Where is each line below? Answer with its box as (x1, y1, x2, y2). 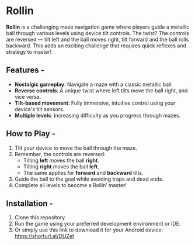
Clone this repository (14, 214, 65, 221)
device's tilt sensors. (14, 105, 65, 112)
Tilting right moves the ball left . (23, 163, 99, 170)
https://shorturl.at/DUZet (14, 233, 75, 240)
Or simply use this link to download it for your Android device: (14, 226, 163, 233)
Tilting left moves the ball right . (23, 157, 99, 164)
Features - (6, 65, 45, 75)
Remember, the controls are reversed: (14, 150, 106, 157)
